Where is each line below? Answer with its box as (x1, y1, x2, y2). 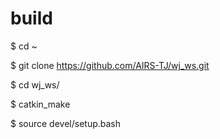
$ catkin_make (10, 98, 71, 110)
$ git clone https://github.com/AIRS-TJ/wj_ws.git (10, 59, 210, 71)
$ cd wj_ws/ (10, 78, 60, 91)
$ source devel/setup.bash (10, 117, 122, 129)
